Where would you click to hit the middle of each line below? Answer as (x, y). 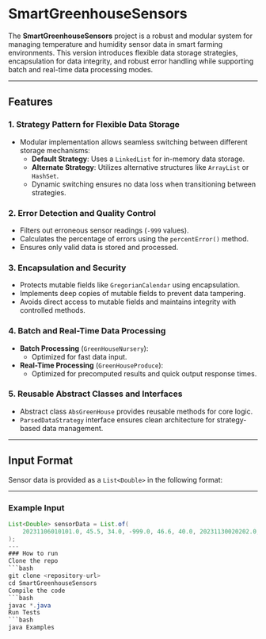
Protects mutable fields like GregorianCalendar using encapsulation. (130, 285)
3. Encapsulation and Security (67, 268)
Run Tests (25, 613)
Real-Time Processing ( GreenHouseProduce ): (91, 365)
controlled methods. (52, 310)
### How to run (33, 554)
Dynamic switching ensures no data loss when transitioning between (144, 184)
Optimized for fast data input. (79, 356)
